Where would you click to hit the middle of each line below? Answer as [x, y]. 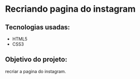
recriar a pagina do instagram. [36, 71]
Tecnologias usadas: [38, 27]
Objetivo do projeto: [36, 60]
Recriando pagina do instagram [70, 9]
